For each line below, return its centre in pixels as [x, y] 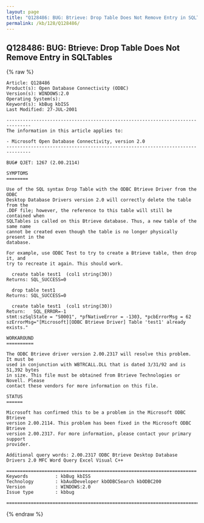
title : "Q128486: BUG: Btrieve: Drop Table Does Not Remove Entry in [96, 18]
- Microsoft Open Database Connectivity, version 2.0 [76, 142]
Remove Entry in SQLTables [59, 57]
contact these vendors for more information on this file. [83, 386]
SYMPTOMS [17, 174]
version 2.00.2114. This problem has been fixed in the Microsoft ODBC [99, 423]
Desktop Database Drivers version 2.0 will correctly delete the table [99, 200]
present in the [25, 238]
